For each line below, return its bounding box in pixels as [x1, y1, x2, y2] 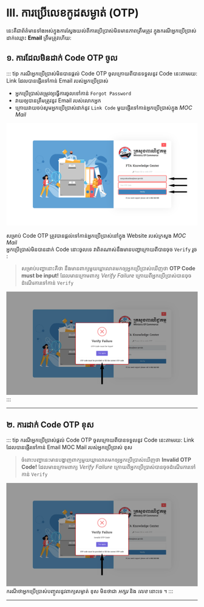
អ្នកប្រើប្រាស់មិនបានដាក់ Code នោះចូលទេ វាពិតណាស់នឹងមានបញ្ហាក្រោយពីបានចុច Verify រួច [6, 245, 197, 253]
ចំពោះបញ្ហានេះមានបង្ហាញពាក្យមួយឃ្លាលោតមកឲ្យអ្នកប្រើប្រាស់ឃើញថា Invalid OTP [21, 456, 191, 464]
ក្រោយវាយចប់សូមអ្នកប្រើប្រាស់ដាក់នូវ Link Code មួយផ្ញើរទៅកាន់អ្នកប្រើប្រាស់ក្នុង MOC [15, 104, 192, 111]
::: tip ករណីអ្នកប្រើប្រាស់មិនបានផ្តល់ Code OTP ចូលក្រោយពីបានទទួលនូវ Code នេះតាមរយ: [6, 69, 198, 77]
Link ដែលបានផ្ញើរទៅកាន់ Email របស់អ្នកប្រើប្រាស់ [6, 77, 109, 84]
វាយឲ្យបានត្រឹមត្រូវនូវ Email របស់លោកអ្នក [15, 97, 101, 104]
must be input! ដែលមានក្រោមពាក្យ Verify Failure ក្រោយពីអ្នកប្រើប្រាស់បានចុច [21, 272, 192, 279]
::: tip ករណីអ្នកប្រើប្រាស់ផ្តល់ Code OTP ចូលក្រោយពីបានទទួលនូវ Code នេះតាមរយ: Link [6, 436, 194, 444]
